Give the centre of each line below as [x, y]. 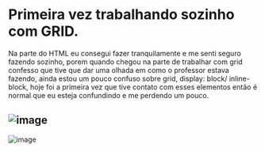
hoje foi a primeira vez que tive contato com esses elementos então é [144, 87]
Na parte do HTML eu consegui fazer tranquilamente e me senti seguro [125, 53]
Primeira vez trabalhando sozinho [121, 15]
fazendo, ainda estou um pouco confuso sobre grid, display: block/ [118, 78]
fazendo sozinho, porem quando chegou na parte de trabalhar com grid [126, 62]
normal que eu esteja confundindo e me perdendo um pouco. [109, 95]
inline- [239, 78]
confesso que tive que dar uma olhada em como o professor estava [119, 70]
